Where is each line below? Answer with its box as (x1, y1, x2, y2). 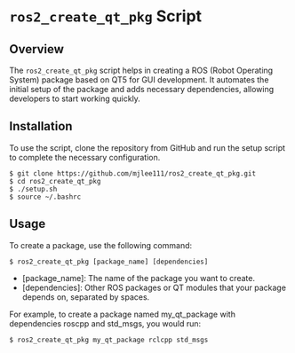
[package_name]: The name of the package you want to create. (21, 272, 256, 283)
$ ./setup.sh (9, 184, 58, 193)
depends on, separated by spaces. (21, 291, 150, 302)
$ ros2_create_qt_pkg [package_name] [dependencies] (9, 257, 209, 266)
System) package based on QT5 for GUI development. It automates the (9, 75, 269, 85)
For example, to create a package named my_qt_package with (9, 309, 235, 319)
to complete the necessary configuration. (9, 152, 161, 162)
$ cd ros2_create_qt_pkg (9, 176, 101, 185)
